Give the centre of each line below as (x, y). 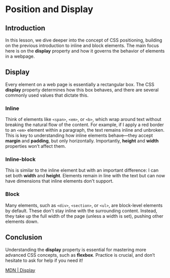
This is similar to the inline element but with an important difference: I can (82, 170)
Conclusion (24, 237)
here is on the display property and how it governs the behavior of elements (85, 51)
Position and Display (49, 9)
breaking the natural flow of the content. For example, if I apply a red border (84, 125)
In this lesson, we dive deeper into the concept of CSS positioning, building (84, 40)
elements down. (22, 221)
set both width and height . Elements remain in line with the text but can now (85, 176)
